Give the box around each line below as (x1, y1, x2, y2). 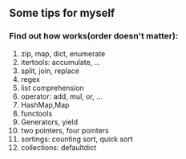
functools (20, 108, 53, 118)
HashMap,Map (20, 100, 70, 109)
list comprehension (20, 83, 85, 92)
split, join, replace (20, 66, 79, 75)
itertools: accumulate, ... (20, 57, 101, 67)
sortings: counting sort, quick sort (20, 134, 133, 144)
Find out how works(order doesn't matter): (9, 31, 179, 42)
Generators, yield (20, 116, 79, 127)
